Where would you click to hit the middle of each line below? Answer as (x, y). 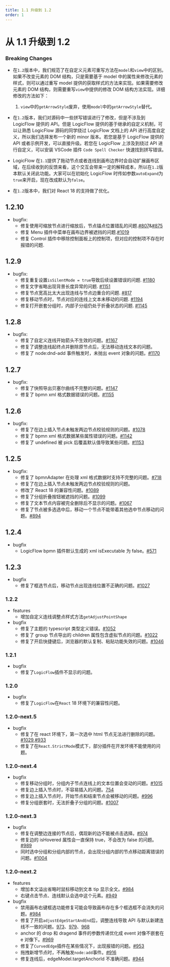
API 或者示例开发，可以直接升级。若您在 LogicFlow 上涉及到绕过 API (85, 143)
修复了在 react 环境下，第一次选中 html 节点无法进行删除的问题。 (89, 734)
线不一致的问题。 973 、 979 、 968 (55, 926)
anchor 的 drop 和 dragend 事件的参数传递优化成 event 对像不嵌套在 (92, 933)
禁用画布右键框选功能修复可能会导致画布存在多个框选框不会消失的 (90, 907)
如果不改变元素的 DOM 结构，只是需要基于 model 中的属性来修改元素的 (88, 76)
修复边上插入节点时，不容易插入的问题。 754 (67, 789)
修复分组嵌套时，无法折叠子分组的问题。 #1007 (69, 802)
